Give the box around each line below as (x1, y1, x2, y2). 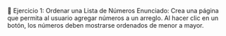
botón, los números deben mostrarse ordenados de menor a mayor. (7, 21, 204, 29)
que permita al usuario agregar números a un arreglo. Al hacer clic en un (7, 14, 219, 22)
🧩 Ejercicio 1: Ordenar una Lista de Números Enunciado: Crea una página (7, 7, 219, 15)
